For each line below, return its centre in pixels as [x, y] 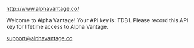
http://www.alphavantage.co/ [43, 9]
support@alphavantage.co [39, 38]
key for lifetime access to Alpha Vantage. [58, 27]
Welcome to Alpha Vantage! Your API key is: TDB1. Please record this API [97, 20]
